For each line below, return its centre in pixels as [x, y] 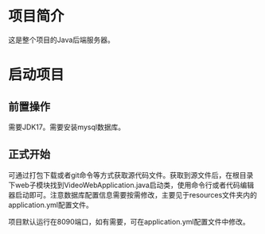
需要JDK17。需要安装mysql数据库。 [67, 127]
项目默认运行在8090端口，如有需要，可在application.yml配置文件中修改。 [129, 221]
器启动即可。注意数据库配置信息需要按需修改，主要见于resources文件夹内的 [132, 194]
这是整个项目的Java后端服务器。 [62, 40]
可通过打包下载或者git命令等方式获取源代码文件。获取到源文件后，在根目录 [131, 175]
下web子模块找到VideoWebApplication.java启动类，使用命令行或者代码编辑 [131, 185]
